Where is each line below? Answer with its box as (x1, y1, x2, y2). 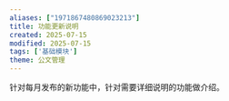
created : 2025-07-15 (9, 30, 88, 39)
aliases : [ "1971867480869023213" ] (9, 13, 141, 23)
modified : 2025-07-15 (9, 38, 92, 48)
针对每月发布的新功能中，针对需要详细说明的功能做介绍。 (9, 82, 224, 92)
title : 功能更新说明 (9, 22, 79, 31)
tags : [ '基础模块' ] (9, 47, 78, 56)
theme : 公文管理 (9, 56, 65, 65)
